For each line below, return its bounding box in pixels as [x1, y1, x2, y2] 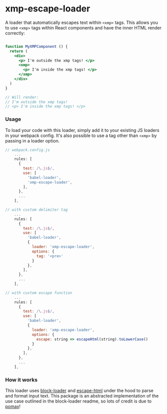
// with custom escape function [5, 290, 72, 295]
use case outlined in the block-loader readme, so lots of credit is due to [5, 398, 152, 404]
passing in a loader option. [5, 138, 60, 143]
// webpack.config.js [5, 147, 50, 152]
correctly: [5, 30, 25, 36]
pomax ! [5, 404, 21, 410]
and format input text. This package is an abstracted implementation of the [5, 393, 159, 399]
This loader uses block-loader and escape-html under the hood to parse [5, 388, 154, 394]
